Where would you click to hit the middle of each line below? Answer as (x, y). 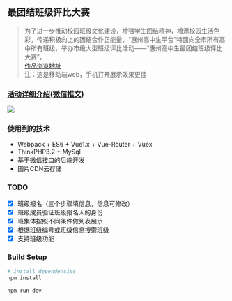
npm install (24, 278)
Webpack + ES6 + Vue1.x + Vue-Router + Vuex (85, 145)
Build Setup (27, 257)
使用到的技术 (29, 129)
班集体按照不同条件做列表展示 (60, 221)
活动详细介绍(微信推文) (46, 94)
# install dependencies (42, 272)
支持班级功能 (36, 238)
